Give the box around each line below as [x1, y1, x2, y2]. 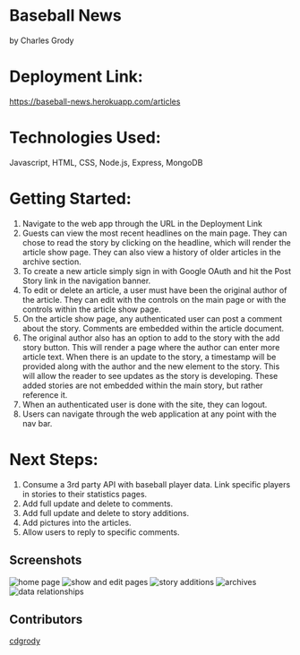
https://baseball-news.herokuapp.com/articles [9, 96, 181, 107]
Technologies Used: [9, 127, 161, 148]
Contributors [9, 611, 83, 627]
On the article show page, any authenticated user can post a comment [21, 313, 283, 323]
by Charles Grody [9, 35, 74, 46]
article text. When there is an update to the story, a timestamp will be [21, 351, 277, 362]
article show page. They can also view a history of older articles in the [21, 246, 281, 257]
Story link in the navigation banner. [21, 275, 151, 286]
